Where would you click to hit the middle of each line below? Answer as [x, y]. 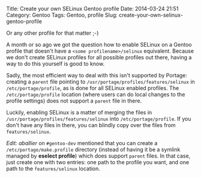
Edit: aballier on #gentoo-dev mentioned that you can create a [82, 143]
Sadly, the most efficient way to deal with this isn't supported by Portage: [97, 75]
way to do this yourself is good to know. [55, 64]
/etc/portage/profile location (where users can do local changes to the [96, 94]
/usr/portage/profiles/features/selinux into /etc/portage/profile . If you [99, 119]
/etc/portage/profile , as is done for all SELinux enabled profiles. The [93, 88]
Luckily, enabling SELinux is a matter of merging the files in [79, 112]
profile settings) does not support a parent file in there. [74, 101]
